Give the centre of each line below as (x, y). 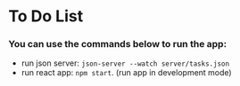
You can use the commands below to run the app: (118, 44)
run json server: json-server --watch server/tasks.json (125, 63)
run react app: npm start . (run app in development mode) (127, 73)
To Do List (46, 16)
